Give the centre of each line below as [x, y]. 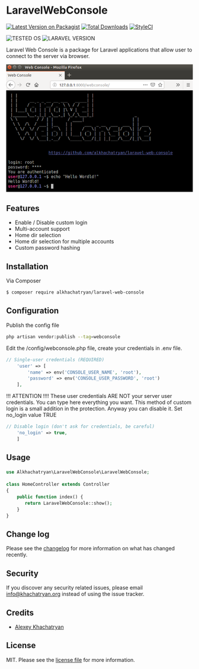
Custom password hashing [47, 248]
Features [23, 208]
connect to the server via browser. [48, 56]
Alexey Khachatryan [39, 627]
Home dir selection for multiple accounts [64, 241]
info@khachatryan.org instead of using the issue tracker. [76, 594]
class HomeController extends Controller [58, 485]
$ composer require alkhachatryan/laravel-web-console [75, 292]
